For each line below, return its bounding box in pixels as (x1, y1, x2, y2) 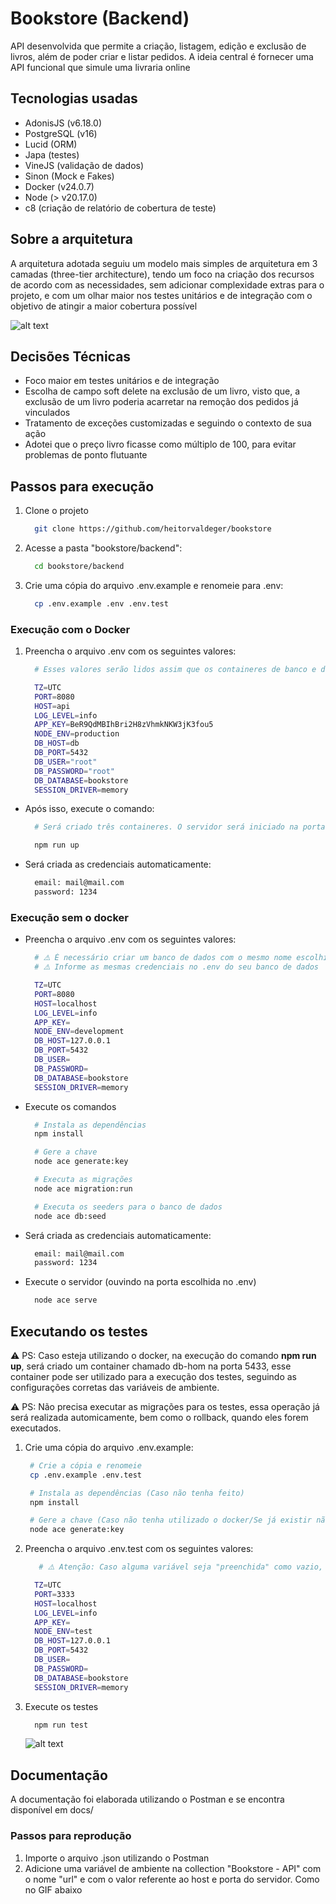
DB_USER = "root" (34, 757, 98, 767)
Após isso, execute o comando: (24, 803, 155, 815)
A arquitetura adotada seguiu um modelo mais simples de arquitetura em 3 (10, 257, 318, 269)
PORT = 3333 (34, 1589, 75, 1599)
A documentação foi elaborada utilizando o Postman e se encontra (10, 1793, 285, 1806)
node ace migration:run (34, 1183, 133, 1194)
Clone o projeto (24, 505, 89, 517)
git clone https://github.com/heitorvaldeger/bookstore (34, 524, 272, 534)
